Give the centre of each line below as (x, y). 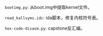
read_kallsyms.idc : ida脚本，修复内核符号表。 (53, 18)
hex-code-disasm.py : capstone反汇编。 (45, 28)
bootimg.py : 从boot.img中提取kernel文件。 (48, 7)
